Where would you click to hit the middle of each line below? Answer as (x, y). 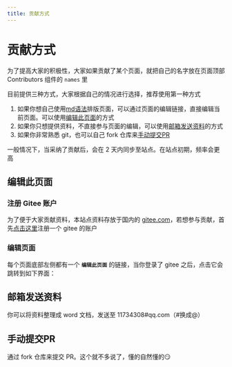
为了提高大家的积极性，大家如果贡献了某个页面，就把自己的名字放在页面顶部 (116, 71)
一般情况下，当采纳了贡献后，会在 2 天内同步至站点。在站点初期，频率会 (110, 149)
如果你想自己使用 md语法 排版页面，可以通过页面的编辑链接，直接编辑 (115, 109)
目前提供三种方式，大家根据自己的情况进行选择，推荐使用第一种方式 (104, 93)
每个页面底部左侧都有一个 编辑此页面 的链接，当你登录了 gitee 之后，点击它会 (115, 265)
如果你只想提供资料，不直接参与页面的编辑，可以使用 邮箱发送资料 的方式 (120, 126)
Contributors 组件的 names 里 (48, 79)
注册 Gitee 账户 (32, 203)
